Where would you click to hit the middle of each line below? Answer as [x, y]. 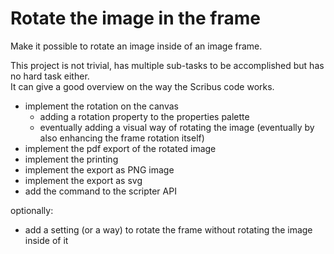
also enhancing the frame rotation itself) [122, 138]
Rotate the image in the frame [135, 18]
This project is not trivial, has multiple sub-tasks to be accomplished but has [167, 65]
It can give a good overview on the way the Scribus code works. [142, 86]
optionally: [32, 210]
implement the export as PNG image [99, 169]
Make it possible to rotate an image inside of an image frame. [136, 46]
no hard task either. [50, 76]
